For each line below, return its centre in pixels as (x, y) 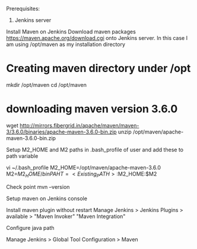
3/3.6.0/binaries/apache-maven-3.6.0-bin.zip (61, 132)
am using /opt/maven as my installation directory (66, 44)
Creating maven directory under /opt (99, 69)
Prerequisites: (23, 9)
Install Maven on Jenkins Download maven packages (71, 32)
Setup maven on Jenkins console (47, 198)
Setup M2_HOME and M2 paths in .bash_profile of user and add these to (95, 150)
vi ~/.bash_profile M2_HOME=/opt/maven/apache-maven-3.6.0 (84, 167)
